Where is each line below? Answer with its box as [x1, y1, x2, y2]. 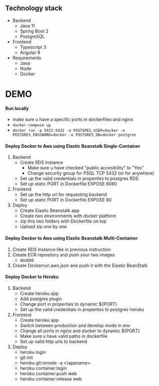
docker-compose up [12, 123, 51, 128]
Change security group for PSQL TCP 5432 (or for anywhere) [27, 170, 154, 176]
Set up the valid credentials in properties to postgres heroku [20, 306, 144, 312]
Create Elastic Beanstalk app [20, 208, 80, 214]
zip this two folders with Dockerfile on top [20, 218, 107, 224]
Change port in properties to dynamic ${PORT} [20, 301, 117, 307]
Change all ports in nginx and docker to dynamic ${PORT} [20, 328, 140, 334]
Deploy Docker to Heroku [5, 274, 59, 280]
